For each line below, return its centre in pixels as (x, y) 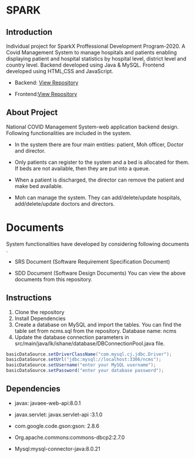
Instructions (29, 298)
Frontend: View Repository (46, 94)
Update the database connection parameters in (72, 337)
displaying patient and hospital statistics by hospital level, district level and (96, 59)
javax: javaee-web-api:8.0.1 (48, 403)
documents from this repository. (53, 279)
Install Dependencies (40, 318)
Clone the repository (39, 312)
